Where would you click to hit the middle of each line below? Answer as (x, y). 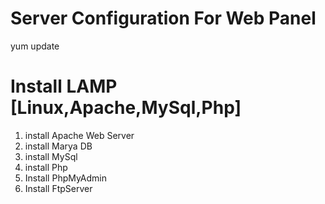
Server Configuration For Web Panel (163, 18)
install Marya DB (58, 146)
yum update (35, 46)
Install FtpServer (58, 188)
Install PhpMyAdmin (66, 178)
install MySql (51, 156)
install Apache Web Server (79, 135)
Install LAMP (64, 86)
